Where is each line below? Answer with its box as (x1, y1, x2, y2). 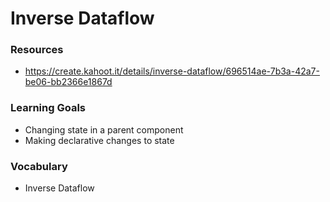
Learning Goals (10, 101, 87, 115)
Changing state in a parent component (24, 123, 184, 136)
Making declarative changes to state (24, 134, 175, 146)
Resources (10, 43, 64, 57)
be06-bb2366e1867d (24, 76, 113, 88)
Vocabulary (10, 159, 68, 173)
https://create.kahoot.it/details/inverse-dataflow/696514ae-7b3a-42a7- (24, 65, 320, 77)
